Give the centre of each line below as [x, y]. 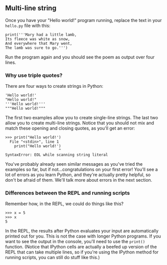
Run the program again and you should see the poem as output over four [80, 57]
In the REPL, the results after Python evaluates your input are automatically [82, 231]
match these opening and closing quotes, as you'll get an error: [70, 128]
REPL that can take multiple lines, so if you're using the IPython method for [82, 252]
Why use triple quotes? [34, 75]
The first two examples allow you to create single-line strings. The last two [82, 118]
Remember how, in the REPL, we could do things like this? [64, 204]
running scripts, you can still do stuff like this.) [53, 258]
